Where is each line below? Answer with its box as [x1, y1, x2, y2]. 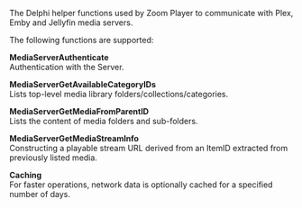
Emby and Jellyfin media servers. [9, 17, 133, 28]
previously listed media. [9, 152, 97, 163]
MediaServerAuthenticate [9, 52, 110, 62]
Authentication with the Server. [9, 62, 124, 72]
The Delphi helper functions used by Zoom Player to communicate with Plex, [9, 8, 294, 18]
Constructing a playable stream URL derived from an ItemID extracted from [9, 143, 288, 153]
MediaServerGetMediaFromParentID [9, 106, 150, 116]
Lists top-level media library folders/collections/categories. [9, 89, 229, 99]
